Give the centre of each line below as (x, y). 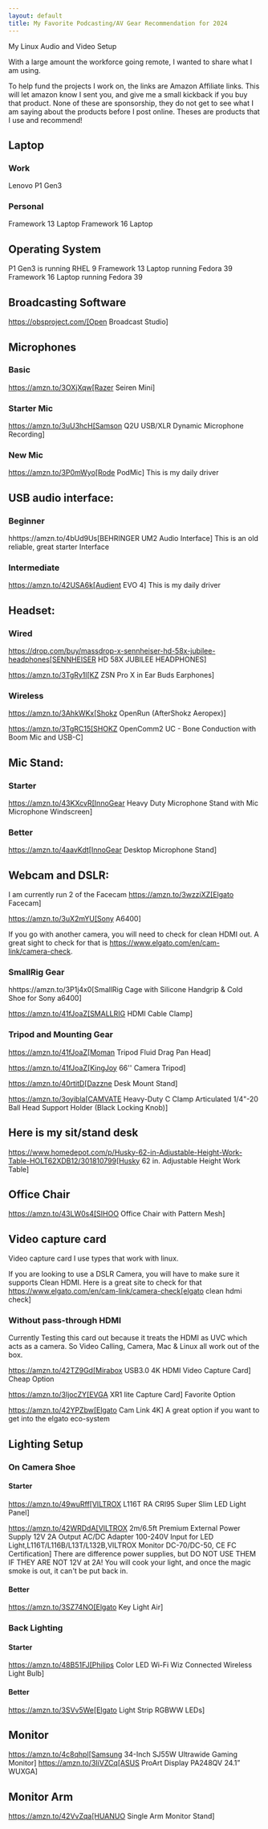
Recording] (27, 434)
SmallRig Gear (37, 972)
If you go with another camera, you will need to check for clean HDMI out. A (134, 934)
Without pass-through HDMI (65, 1321)
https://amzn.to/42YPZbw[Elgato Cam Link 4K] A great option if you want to (134, 1410)
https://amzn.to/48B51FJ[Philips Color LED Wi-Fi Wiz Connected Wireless (130, 1665)
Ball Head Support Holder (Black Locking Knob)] (88, 1107)
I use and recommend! (45, 120)
